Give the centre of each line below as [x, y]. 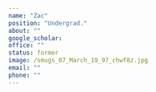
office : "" [26, 46]
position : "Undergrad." [48, 23]
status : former [34, 53]
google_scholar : [35, 38]
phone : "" [25, 75]
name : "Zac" [28, 16]
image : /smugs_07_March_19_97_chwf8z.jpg [78, 61]
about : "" [25, 30]
